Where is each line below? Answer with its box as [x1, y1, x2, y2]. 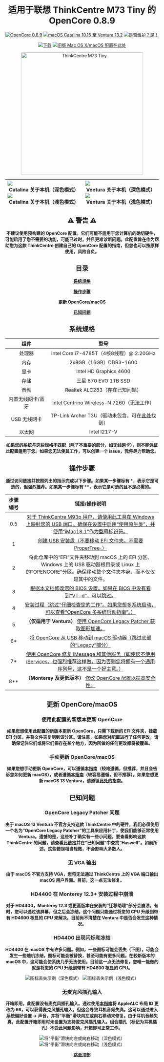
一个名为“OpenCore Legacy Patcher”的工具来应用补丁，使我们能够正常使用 [5, 827, 159, 833]
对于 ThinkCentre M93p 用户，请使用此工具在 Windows [26, 514, 155, 521]
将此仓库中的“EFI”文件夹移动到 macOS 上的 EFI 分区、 [28, 554, 153, 561]
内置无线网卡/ [8, 396, 40, 403]
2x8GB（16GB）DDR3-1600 [69, 359, 138, 366]
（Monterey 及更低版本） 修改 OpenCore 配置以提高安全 [25, 675, 156, 682]
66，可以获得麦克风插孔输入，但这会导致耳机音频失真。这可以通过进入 [15, 1007, 158, 1013]
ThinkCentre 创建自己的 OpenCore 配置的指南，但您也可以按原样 [27, 242, 159, 248]
